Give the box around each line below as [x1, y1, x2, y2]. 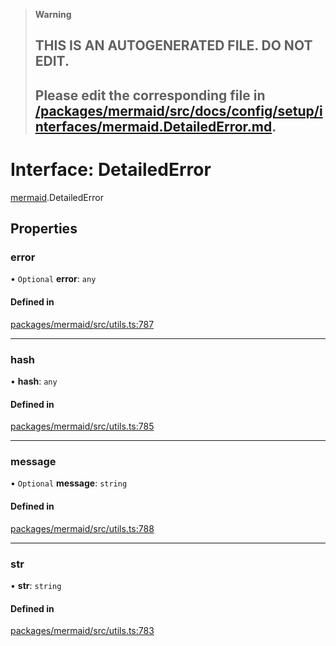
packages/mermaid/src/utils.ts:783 [10, 625, 155, 637]
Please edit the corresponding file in [34, 87, 266, 104]
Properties [10, 220, 78, 238]
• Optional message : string [10, 477, 128, 489]
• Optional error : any [10, 273, 97, 285]
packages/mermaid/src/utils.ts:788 [10, 522, 155, 534]
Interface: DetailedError [10, 158, 212, 181]
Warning [34, 9, 72, 20]
